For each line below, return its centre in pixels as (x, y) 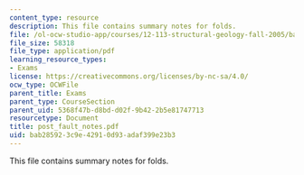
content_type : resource (54, 18)
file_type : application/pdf (62, 51)
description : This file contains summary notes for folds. (123, 26)
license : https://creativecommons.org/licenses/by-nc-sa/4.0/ (129, 77)
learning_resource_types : (58, 60)
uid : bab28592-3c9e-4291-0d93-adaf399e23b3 (93, 135)
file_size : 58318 (42, 43)
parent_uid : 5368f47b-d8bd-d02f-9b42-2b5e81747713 (107, 110)
